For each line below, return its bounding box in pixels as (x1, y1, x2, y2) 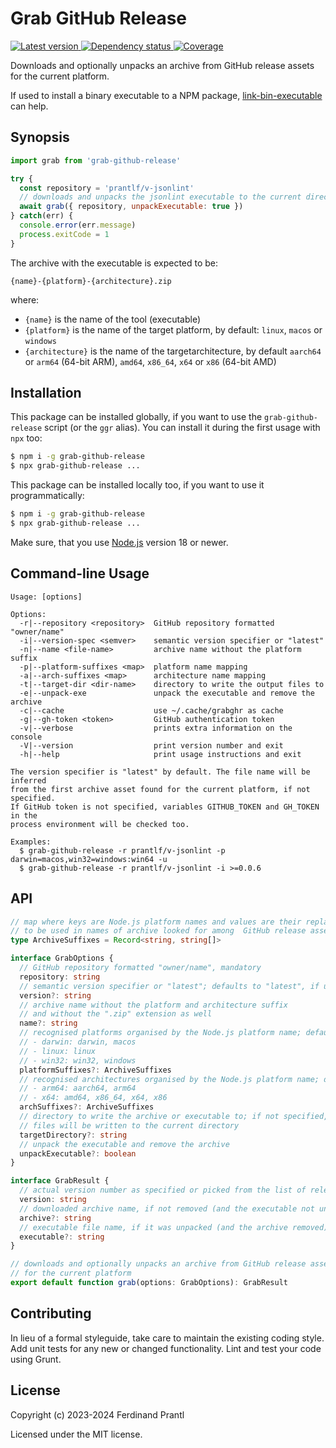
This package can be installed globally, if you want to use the (10, 411, 263, 423)
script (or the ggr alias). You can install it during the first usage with (44, 422, 321, 434)
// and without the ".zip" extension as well (19, 1009, 213, 1019)
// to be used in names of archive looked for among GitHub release (10, 926, 307, 936)
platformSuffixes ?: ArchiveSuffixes (19, 1065, 172, 1075)
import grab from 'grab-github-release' (10, 155, 182, 166)
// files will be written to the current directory (19, 1120, 240, 1131)
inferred (10, 775, 47, 786)
